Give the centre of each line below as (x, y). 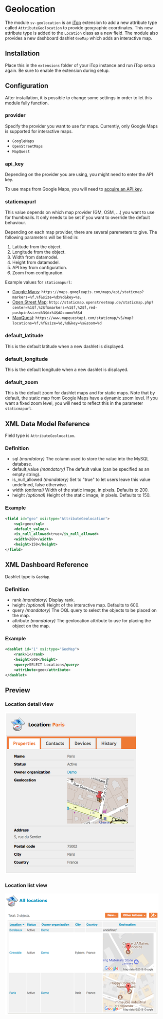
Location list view (26, 886)
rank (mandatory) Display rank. (43, 600)
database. (22, 464)
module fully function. (27, 103)
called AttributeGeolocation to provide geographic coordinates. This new (79, 27)
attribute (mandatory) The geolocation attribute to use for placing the (81, 620)
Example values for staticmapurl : (38, 282)
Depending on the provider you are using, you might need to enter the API (79, 174)
